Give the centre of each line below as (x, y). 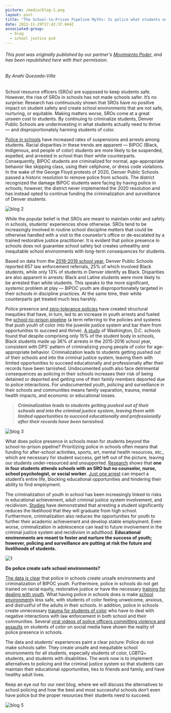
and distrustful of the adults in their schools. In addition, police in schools (82, 605)
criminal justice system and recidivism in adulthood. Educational (73, 532)
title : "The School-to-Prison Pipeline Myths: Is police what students (83, 19)
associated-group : (25, 29)
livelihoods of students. (31, 549)
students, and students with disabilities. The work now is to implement (79, 658)
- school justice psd (33, 39)
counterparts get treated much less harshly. (51, 299)
